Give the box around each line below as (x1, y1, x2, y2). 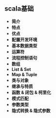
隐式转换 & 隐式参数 (11, 107, 51, 113)
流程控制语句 (11, 55, 37, 61)
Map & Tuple (11, 71, 37, 77)
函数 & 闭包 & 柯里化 (11, 89, 51, 95)
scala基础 (4, 4, 34, 13)
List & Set (11, 66, 31, 72)
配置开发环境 (11, 36, 37, 42)
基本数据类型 (11, 43, 37, 49)
